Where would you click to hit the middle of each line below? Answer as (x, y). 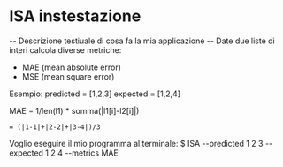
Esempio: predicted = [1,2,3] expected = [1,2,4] (95, 94)
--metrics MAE (92, 153)
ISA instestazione (75, 16)
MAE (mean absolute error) (72, 67)
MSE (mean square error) (68, 76)
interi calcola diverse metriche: (65, 49)
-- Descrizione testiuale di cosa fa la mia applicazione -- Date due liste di (142, 41)
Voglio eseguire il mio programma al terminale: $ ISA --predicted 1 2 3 (136, 143)
